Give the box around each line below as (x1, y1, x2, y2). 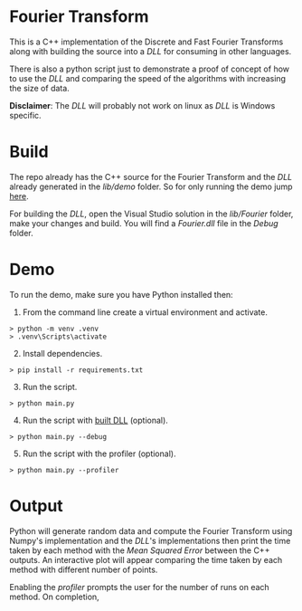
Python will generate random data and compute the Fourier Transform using (9, 525, 293, 536)
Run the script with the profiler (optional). (22, 448, 176, 459)
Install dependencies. (22, 348, 103, 358)
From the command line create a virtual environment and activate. (22, 306, 269, 318)
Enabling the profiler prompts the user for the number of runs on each (9, 581, 269, 592)
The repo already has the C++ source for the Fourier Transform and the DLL (9, 171, 293, 182)
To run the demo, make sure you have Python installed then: (9, 289, 233, 300)
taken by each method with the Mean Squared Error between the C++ (9, 545, 270, 556)
